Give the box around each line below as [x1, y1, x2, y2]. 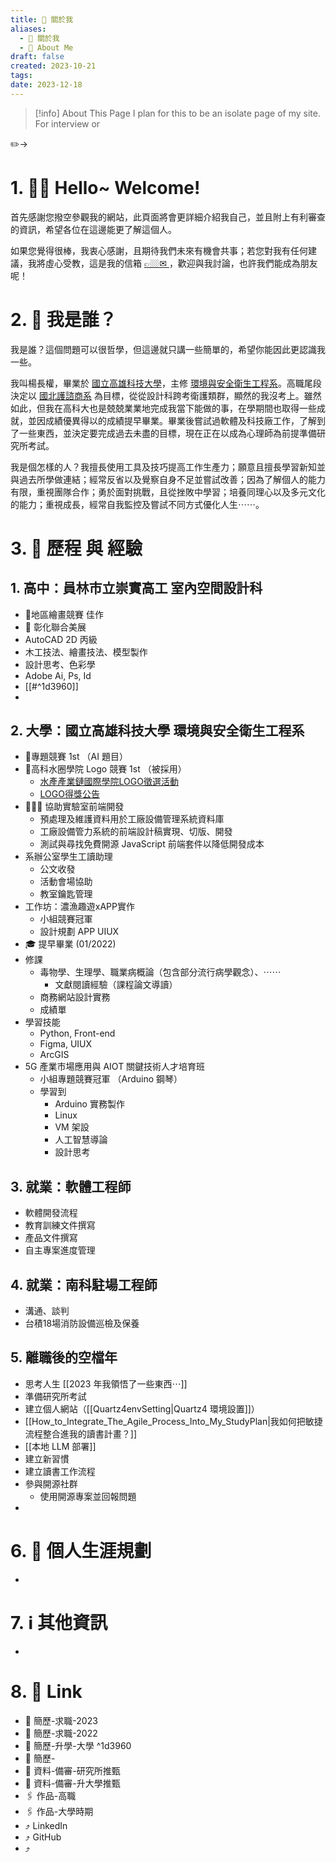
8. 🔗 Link [10, 1680, 83, 1703]
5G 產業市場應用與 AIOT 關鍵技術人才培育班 [24, 1061, 206, 1073]
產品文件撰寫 [24, 1232, 78, 1244]
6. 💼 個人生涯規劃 [10, 1540, 152, 1563]
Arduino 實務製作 [54, 1098, 125, 1110]
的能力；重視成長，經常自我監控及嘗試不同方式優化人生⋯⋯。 [10, 498, 265, 510]
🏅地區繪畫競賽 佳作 [24, 608, 104, 620]
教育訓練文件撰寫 [24, 1219, 96, 1231]
